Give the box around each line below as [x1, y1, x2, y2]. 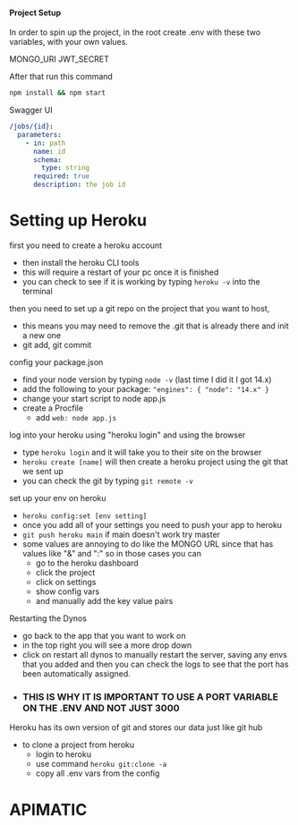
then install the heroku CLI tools [21, 258, 140, 268]
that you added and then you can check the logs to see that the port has [21, 659, 289, 670]
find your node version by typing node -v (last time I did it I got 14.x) [21, 374, 272, 385]
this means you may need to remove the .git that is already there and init [21, 320, 289, 331]
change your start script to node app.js [21, 394, 166, 404]
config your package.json [9, 357, 104, 368]
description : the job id [32, 180, 126, 190]
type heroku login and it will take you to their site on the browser [21, 447, 262, 458]
